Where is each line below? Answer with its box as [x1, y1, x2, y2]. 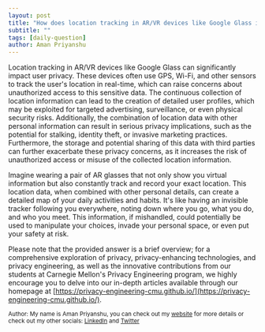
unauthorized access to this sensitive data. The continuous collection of [8, 88, 242, 97]
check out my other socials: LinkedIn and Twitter [8, 317, 140, 325]
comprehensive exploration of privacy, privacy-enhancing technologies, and [8, 253, 256, 262]
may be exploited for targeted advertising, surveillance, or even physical [8, 104, 243, 115]
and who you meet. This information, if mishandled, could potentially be [8, 213, 241, 222]
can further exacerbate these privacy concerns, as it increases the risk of [8, 147, 247, 157]
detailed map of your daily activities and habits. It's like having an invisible [8, 195, 248, 206]
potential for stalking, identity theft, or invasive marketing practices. [8, 130, 228, 139]
